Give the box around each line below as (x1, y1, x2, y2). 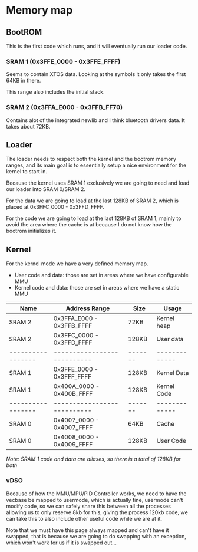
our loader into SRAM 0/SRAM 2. (6, 186, 85, 193)
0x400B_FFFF (53, 390, 93, 398)
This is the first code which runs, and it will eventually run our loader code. (6, 42, 187, 50)
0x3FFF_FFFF (53, 373, 92, 381)
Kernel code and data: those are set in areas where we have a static (14, 284, 180, 291)
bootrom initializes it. (6, 228, 57, 235)
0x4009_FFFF (53, 441, 93, 449)
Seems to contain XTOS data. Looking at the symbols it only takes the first (6, 71, 186, 78)
